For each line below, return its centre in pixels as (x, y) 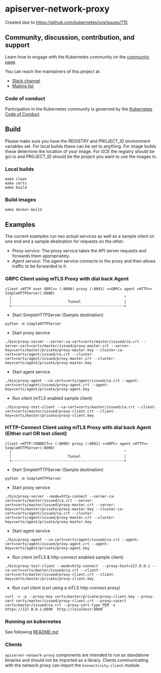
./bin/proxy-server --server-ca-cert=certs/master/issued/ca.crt (72, 342)
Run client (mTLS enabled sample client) (52, 398)
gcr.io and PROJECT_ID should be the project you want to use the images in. (81, 157)
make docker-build (23, 210)
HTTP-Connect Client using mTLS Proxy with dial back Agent (78, 427)
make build (16, 188)
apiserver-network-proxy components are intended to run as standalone (77, 655)
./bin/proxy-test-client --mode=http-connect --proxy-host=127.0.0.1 (78, 566)
